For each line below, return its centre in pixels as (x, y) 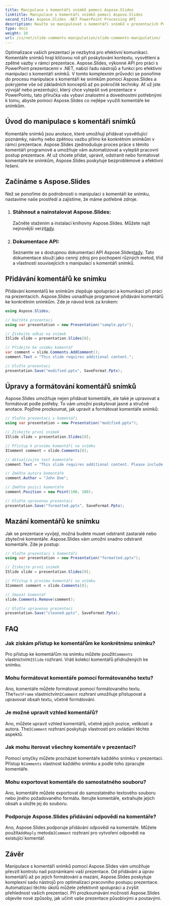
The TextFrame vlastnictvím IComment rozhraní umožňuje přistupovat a (76, 694)
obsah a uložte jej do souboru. (36, 804)
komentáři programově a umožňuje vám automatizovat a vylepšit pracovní (82, 149)
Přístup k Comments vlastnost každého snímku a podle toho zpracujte (75, 764)
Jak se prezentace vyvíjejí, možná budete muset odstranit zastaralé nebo (81, 534)
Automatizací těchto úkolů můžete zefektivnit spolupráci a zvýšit (72, 888)
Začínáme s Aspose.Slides (48, 182)
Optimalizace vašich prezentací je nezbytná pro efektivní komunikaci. (77, 52)
